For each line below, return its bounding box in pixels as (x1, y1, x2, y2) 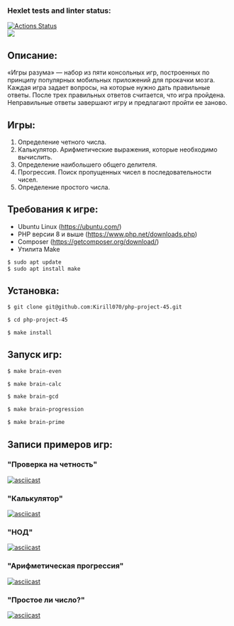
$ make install (7, 329, 52, 337)
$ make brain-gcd (7, 393, 59, 401)
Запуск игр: (7, 349, 62, 361)
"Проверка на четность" (7, 459, 98, 469)
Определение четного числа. (17, 138, 106, 146)
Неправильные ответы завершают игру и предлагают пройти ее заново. (7, 99, 228, 107)
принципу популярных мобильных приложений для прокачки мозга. (7, 76, 216, 84)
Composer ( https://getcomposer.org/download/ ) (17, 237, 160, 246)
